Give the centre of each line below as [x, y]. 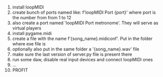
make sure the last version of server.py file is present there [72, 54]
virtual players [27, 28]
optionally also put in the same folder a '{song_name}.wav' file [76, 49]
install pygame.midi [32, 33]
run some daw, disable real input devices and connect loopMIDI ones [82, 59]
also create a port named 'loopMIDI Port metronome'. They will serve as [85, 23]
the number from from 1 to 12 [42, 18]
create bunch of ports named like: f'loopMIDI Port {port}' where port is [84, 12]
